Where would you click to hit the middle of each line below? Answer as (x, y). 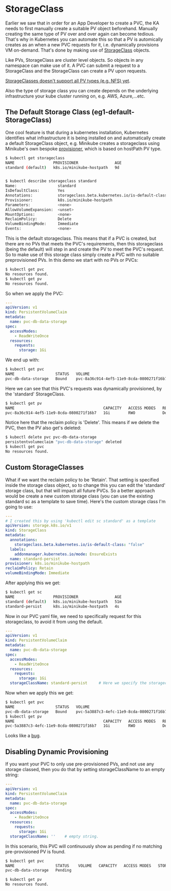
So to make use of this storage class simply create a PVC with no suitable (82, 255)
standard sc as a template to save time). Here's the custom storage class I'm (85, 501)
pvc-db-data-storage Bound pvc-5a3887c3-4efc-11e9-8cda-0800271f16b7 (86, 712)
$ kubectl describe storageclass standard (51, 181)
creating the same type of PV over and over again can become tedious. (80, 34)
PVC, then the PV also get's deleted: (43, 428)
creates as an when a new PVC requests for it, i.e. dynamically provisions (82, 44)
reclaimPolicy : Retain (29, 568)
